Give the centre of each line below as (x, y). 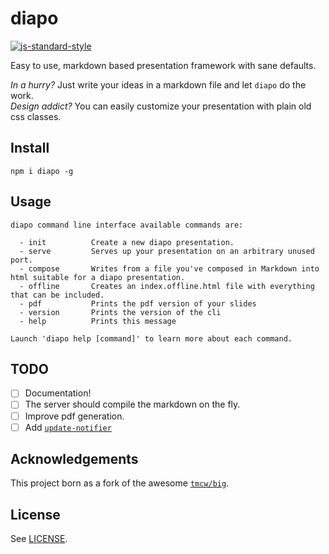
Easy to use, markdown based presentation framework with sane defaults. (163, 65)
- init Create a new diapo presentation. (127, 242)
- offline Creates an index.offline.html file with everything (167, 286)
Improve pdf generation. (74, 416)
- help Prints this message (98, 321)
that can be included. (57, 295)
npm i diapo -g (42, 171)
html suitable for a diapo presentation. (98, 277)
